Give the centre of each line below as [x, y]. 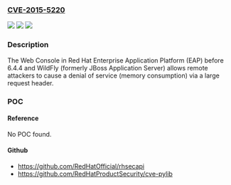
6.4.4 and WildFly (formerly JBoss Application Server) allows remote [108, 68]
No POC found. [29, 134]
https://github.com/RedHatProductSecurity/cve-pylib [95, 174]
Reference [23, 118]
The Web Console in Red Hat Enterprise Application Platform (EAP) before [116, 60]
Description [28, 45]
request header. [31, 83]
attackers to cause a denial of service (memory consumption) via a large [114, 75]
